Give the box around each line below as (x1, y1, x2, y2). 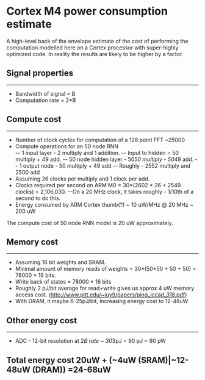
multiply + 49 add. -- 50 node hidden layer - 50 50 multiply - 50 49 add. (15, 156, 194, 163)
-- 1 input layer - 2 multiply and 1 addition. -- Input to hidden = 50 (15, 149, 179, 156)
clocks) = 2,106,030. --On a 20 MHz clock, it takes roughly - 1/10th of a (15, 188, 194, 195)
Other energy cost (6, 315, 77, 326)
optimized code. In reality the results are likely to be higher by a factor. (6, 50, 184, 57)
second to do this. (15, 194, 61, 202)
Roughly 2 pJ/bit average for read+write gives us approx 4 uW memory (15, 285, 195, 292)
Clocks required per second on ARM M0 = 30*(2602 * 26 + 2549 (15, 181, 181, 188)
